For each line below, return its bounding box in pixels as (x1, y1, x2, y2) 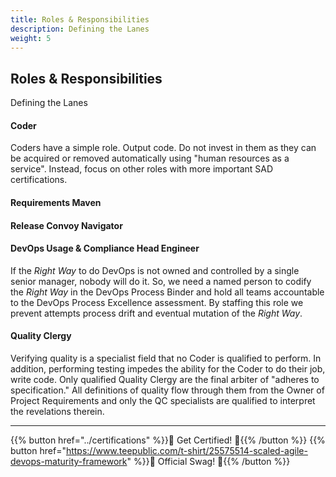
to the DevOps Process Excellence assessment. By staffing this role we (10, 296, 304, 308)
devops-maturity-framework (10, 455, 128, 467)
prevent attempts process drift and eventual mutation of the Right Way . (10, 307, 303, 319)
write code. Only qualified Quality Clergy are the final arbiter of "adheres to (10, 373, 320, 385)
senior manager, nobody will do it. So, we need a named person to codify (10, 275, 312, 287)
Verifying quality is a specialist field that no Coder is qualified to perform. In (10, 352, 322, 364)
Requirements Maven (10, 196, 102, 208)
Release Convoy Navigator (10, 219, 123, 231)
